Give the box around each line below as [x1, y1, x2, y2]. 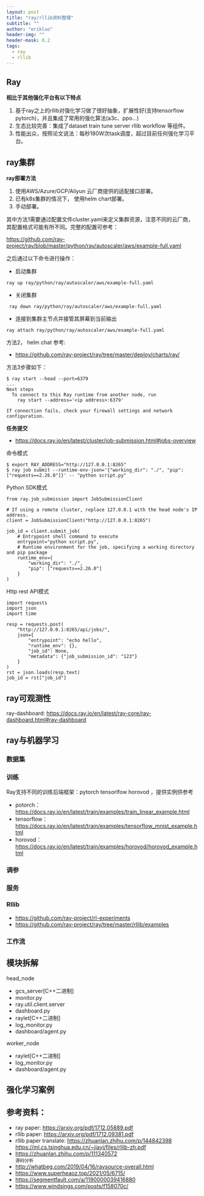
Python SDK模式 [6, 484, 47, 491]
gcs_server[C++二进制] [15, 987, 74, 994]
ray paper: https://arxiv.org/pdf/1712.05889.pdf [15, 1124, 133, 1131]
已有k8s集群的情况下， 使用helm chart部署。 [15, 195, 128, 202]
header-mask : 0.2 [6, 37, 51, 43]
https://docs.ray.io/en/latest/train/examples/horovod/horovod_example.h [15, 843, 198, 850]
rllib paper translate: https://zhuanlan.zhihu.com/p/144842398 [15, 1137, 172, 1144]
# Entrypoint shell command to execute [17, 534, 119, 540]
